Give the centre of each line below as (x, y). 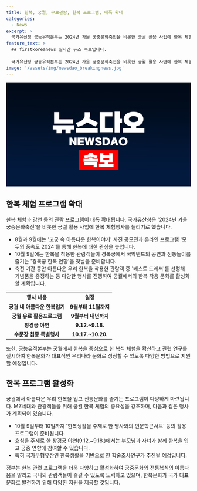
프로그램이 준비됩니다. (40, 433)
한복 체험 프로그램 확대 (45, 204)
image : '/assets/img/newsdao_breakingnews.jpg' (65, 68)
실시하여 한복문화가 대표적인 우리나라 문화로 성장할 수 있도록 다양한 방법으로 (93, 355)
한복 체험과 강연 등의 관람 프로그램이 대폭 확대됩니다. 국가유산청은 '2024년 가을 (97, 219)
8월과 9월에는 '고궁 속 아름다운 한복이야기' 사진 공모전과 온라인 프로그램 (97, 239)
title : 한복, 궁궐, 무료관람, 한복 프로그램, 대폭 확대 (64, 12)
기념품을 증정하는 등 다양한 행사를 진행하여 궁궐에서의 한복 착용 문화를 (94, 276)
